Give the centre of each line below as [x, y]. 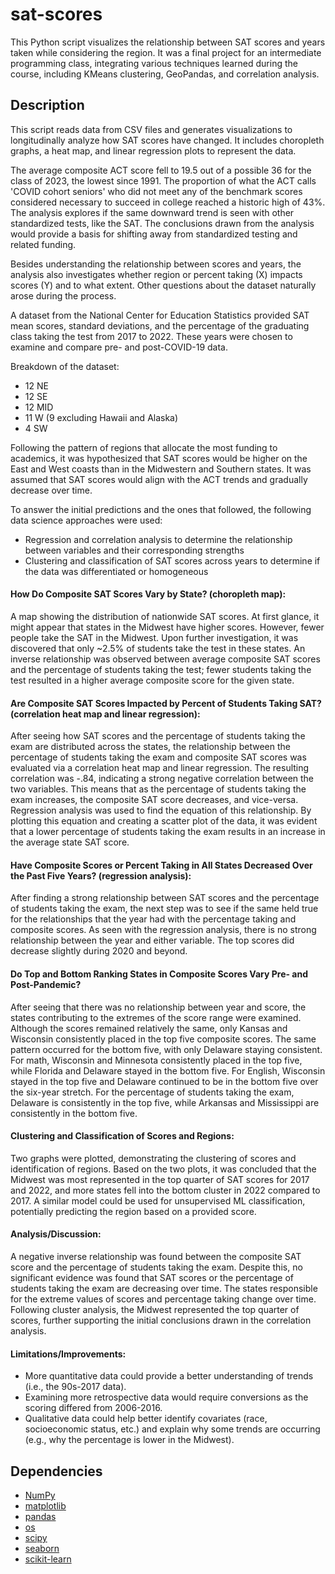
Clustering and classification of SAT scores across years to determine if [172, 560]
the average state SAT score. [70, 842]
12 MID [39, 407]
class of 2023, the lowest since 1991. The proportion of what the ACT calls [163, 180]
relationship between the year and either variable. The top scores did [152, 940]
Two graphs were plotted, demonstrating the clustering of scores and [153, 1158]
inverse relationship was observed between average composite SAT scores [165, 659]
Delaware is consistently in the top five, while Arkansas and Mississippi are [165, 1102]
